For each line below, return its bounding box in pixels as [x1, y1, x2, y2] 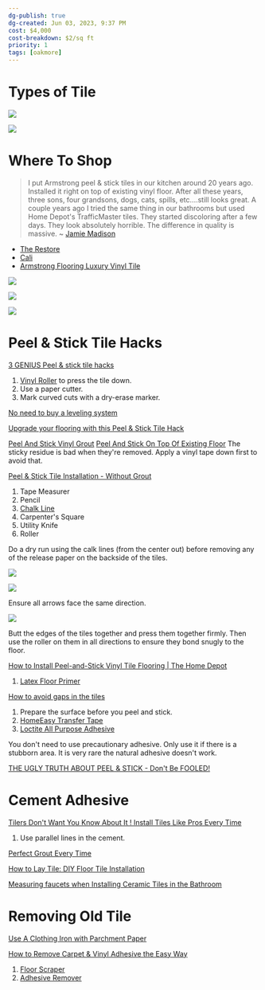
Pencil [19, 495, 41, 504]
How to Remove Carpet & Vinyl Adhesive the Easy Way [8, 949, 189, 958]
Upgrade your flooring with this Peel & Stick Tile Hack [8, 423, 185, 432]
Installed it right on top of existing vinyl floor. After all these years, [27, 186, 244, 196]
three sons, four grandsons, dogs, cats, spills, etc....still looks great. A [27, 194, 257, 204]
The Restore [19, 244, 60, 253]
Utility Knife [19, 520, 58, 530]
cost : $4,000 [8, 26, 52, 34]
